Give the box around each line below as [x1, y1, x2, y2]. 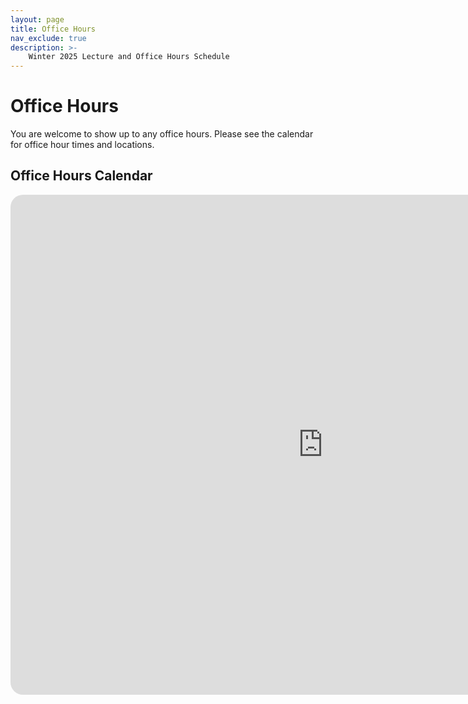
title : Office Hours [10, 24, 97, 34]
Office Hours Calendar [10, 167, 153, 185]
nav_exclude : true [10, 33, 87, 43]
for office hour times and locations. [10, 139, 155, 151]
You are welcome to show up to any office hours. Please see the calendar [10, 128, 314, 140]
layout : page [10, 14, 65, 25]
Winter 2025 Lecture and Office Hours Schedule [28, 52, 230, 62]
